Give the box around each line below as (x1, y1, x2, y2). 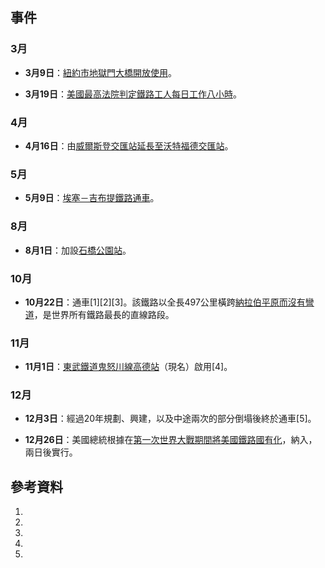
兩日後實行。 (24, 446, 78, 458)
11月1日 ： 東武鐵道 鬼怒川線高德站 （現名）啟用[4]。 (24, 361, 233, 373)
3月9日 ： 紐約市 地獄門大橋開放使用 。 (24, 66, 177, 78)
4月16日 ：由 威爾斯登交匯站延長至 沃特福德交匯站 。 (24, 139, 234, 152)
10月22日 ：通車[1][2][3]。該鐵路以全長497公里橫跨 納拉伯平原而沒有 (24, 296, 306, 308)
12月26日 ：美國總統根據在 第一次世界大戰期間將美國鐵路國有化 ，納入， (24, 434, 318, 446)
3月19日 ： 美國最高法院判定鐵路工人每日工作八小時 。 (24, 88, 242, 100)
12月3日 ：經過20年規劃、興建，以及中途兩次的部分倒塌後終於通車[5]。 (24, 413, 317, 425)
